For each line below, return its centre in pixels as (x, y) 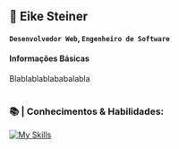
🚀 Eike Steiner (48, 17)
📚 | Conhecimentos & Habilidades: (86, 111)
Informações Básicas (49, 58)
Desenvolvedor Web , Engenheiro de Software (89, 38)
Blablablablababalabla (50, 79)
